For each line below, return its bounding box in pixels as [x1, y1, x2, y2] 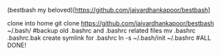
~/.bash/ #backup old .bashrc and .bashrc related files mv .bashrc [7, 27, 196, 34]
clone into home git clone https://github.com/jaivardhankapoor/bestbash [7, 19, 215, 27]
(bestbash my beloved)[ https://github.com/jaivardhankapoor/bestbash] [7, 6, 211, 14]
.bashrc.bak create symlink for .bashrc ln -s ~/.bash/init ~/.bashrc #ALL [7, 34, 211, 42]
